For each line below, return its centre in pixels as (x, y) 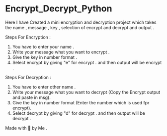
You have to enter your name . (43, 46)
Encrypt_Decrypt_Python (59, 9)
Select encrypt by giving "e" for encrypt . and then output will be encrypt (87, 62)
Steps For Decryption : (28, 77)
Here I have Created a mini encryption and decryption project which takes (81, 22)
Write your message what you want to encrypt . (61, 52)
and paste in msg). (31, 97)
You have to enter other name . (44, 87)
